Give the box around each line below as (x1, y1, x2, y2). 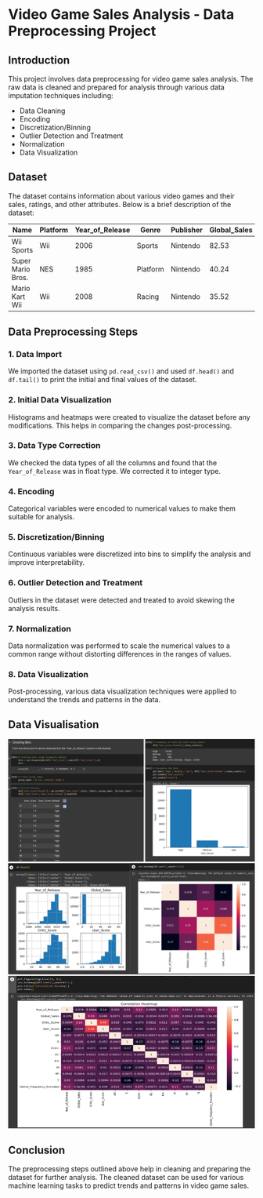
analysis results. (8, 603, 60, 613)
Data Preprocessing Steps (8, 325, 139, 338)
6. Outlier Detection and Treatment (8, 577, 143, 588)
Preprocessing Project (8, 22, 157, 40)
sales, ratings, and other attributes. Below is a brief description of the (8, 199, 232, 209)
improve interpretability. (8, 558, 85, 567)
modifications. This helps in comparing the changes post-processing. (8, 421, 232, 430)
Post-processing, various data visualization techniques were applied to (8, 686, 237, 696)
